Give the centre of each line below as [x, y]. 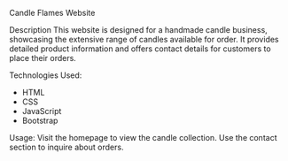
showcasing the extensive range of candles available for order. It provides [144, 39]
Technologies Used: [46, 75]
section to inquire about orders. [66, 147]
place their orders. [43, 58]
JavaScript [42, 111]
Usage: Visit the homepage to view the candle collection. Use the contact [143, 138]
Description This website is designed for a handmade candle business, [138, 30]
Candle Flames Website [52, 13]
